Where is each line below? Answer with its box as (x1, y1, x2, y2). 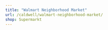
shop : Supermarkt (5, 17, 42, 22)
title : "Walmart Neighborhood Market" (5, 7, 87, 13)
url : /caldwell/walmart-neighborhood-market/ (5, 12, 103, 17)
